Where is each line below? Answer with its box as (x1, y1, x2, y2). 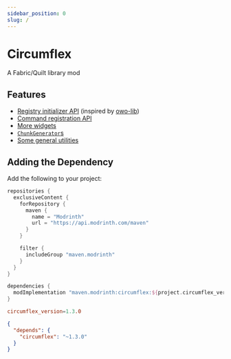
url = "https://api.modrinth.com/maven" (32, 219, 149, 227)
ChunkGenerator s (16, 129, 64, 138)
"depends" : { (13, 327, 51, 334)
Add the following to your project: (7, 175, 102, 183)
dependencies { (7, 283, 51, 290)
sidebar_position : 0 (7, 10, 67, 17)
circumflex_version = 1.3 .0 (7, 308, 81, 315)
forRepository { (19, 200, 67, 207)
